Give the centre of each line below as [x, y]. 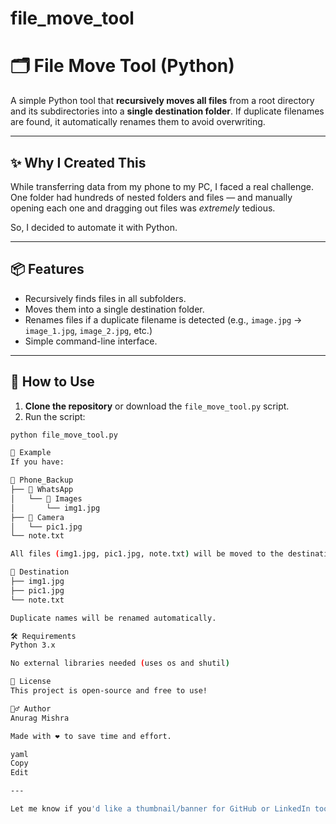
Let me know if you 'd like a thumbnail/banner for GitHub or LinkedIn [160, 809]
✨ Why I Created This [78, 162]
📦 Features [47, 269]
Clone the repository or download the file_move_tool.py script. [157, 406]
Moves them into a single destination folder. [114, 309]
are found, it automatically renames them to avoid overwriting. [138, 122]
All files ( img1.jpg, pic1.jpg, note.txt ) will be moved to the [147, 554]
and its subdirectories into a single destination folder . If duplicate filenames [167, 111]
